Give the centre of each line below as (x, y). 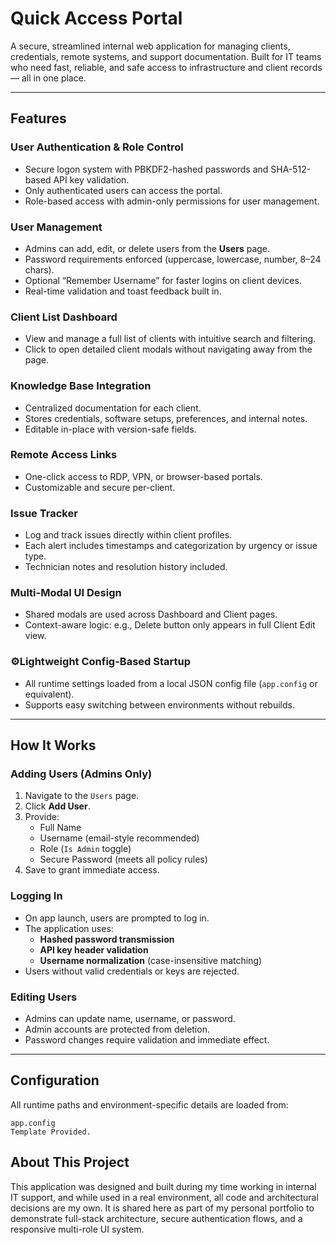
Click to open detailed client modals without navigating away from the (168, 349)
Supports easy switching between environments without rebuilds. (159, 704)
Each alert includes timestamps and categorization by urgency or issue (171, 546)
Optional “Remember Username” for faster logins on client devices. (163, 280)
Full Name (60, 828)
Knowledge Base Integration (81, 386)
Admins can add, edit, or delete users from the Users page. (147, 248)
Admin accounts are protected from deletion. (117, 1029)
